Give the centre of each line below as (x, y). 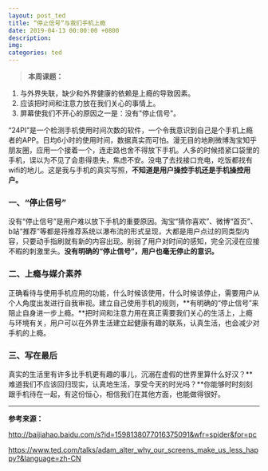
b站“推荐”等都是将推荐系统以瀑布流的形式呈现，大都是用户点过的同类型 (125, 231)
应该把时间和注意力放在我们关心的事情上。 (90, 103)
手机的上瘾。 (29, 332)
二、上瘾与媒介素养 (45, 274)
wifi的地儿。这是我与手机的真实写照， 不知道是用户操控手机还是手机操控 (126, 170)
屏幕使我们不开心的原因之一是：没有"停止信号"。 (100, 113)
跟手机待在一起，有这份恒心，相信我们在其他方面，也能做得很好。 (116, 394)
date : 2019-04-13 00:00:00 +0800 (64, 30)
